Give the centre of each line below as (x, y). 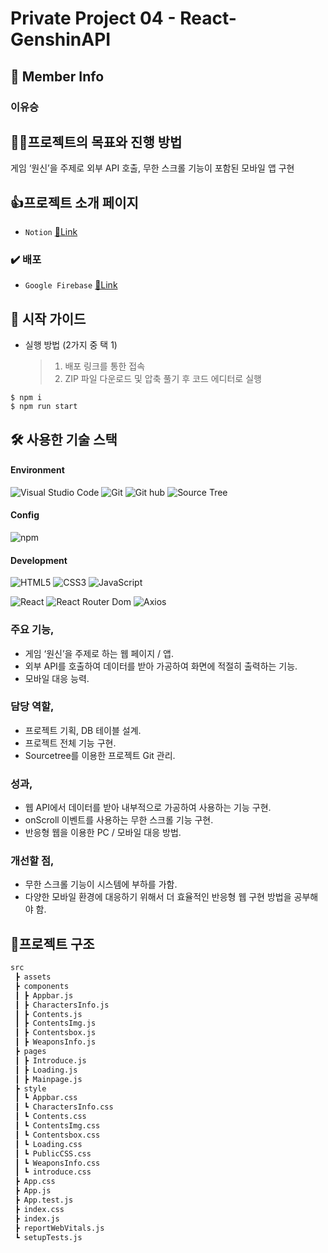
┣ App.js (33, 1191)
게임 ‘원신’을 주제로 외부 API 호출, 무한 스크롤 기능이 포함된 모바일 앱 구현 (152, 168)
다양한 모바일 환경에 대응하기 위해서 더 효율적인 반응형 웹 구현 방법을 (158, 897)
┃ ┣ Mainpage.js (48, 1079)
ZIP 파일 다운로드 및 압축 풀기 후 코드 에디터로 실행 (163, 379)
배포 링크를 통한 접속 (105, 366)
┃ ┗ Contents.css (50, 1117)
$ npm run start (44, 407)
